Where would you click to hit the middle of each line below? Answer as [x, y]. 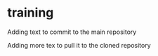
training [31, 13]
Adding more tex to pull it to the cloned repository [79, 45]
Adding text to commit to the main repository [72, 32]
